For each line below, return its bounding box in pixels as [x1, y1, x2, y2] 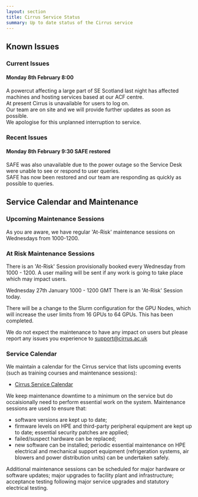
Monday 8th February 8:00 [6, 74, 74, 81]
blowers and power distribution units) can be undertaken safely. [14, 454, 170, 461]
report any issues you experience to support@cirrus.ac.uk [6, 335, 147, 342]
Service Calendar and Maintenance [6, 197, 138, 207]
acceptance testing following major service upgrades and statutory [6, 478, 169, 485]
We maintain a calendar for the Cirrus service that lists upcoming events [6, 363, 181, 370]
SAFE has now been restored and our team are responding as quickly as [6, 174, 181, 181]
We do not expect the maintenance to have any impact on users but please [6, 329, 188, 335]
